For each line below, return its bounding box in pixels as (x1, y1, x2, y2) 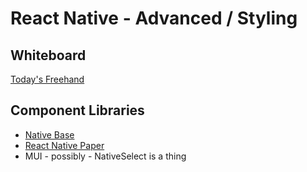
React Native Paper (24, 139, 105, 151)
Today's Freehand (10, 73, 85, 85)
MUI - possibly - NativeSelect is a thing (24, 150, 187, 162)
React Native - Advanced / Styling (10, 7, 298, 30)
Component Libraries (10, 102, 145, 119)
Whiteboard (10, 47, 87, 64)
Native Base (24, 128, 75, 141)
